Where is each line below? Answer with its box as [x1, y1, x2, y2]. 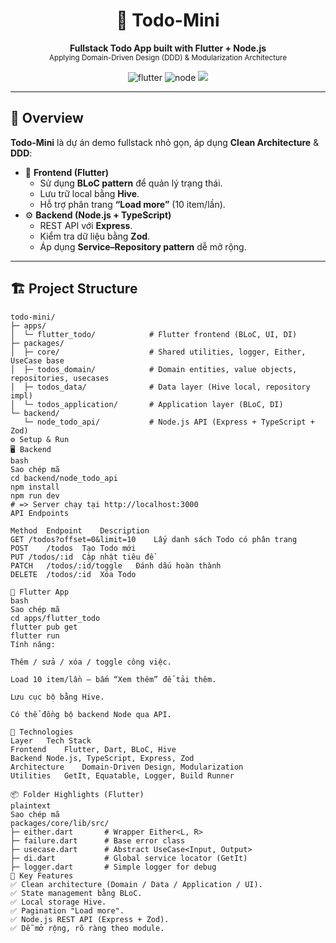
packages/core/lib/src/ [10, 818, 110, 828]
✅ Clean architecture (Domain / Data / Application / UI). [10, 879, 263, 889]
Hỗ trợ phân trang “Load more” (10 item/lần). [39, 198, 226, 210]
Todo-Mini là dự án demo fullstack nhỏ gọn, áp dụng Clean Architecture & [10, 136, 320, 148]
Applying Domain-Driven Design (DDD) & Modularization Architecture [49, 52, 287, 63]
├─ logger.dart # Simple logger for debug [10, 862, 217, 872]
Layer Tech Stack [10, 735, 92, 746]
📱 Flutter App [10, 587, 70, 597]
